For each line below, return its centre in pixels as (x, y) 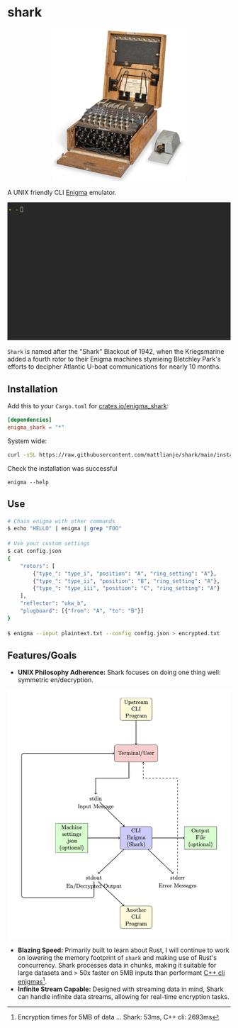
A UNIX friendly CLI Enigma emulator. (62, 193)
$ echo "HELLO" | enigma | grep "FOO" (64, 529)
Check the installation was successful (63, 468)
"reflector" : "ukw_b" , (53, 603)
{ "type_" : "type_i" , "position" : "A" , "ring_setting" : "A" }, (125, 574)
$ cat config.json (34, 551)
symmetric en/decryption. (55, 680)
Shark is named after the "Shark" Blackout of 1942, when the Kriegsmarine (116, 352)
